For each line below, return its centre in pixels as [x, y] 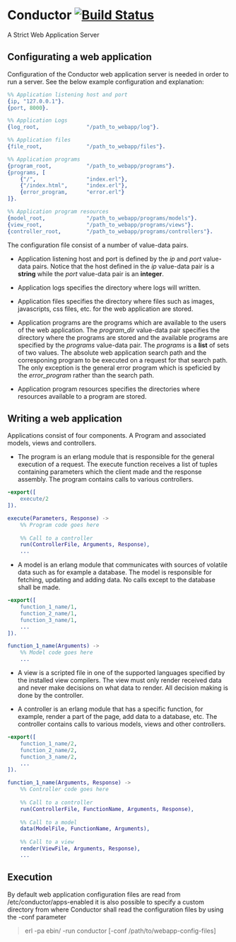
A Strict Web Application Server [54, 35]
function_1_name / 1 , [49, 607]
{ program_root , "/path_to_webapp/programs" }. [91, 166]
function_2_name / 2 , [49, 750]
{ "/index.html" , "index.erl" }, [74, 186]
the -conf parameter [37, 917]
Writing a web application [65, 418]
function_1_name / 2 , [49, 744]
